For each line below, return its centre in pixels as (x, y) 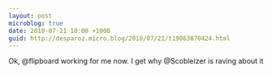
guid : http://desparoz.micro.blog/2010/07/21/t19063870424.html (119, 38)
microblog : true (36, 23)
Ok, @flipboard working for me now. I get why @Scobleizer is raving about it (136, 61)
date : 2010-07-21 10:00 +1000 (60, 31)
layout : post (30, 16)
